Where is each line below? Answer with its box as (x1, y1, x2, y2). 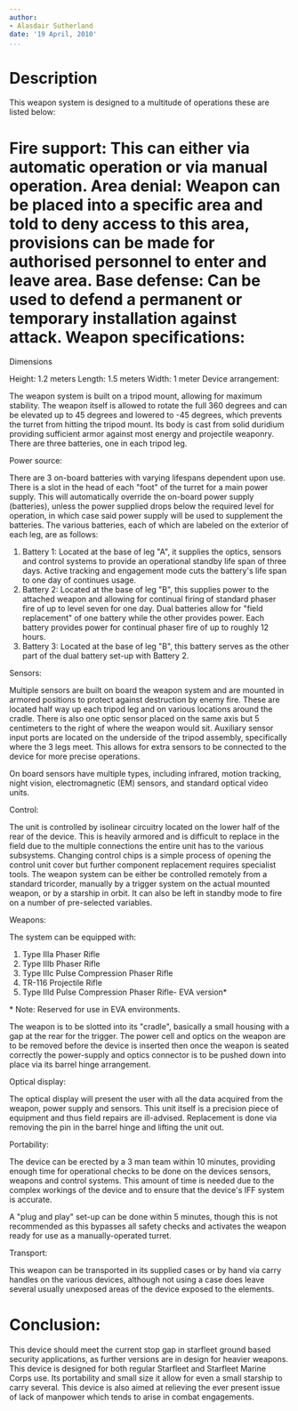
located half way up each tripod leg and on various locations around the (9, 704, 273, 714)
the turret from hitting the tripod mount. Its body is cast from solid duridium (9, 419, 285, 430)
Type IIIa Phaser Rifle (21, 949, 101, 960)
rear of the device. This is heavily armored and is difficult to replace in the (9, 831, 280, 842)
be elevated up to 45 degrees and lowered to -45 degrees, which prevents (9, 410, 283, 421)
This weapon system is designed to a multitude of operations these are (9, 97, 270, 108)
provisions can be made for (9, 232, 215, 253)
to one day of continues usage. (21, 575, 136, 585)
